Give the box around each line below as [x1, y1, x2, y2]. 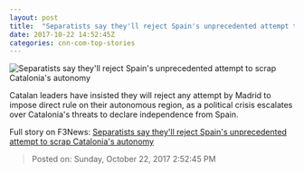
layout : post [9, 13, 59, 23]
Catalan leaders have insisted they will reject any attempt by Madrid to [9, 90, 271, 101]
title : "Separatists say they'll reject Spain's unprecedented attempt [9, 22, 290, 31]
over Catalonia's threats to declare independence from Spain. [9, 109, 239, 120]
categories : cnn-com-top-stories [9, 38, 136, 48]
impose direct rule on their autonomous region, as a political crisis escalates [9, 100, 293, 111]
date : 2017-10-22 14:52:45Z [9, 30, 116, 39]
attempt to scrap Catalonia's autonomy [9, 136, 155, 147]
